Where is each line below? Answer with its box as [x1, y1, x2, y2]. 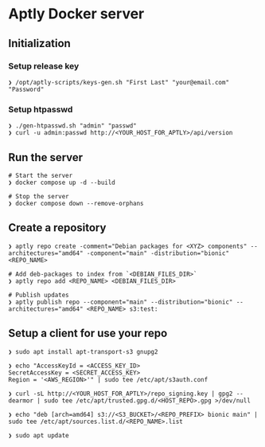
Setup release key [8, 61, 80, 72]
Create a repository [8, 221, 107, 235]
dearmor [8, 396, 34, 405]
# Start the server [8, 171, 73, 179]
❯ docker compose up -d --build [8, 178, 115, 186]
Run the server [8, 151, 84, 164]
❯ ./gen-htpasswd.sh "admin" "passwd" [8, 122, 137, 130]
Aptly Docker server [8, 5, 145, 23]
